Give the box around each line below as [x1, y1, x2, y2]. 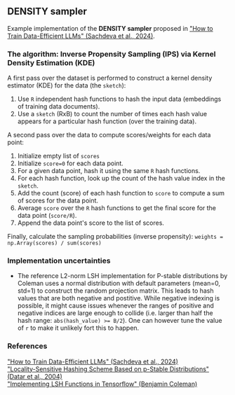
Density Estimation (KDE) [7, 57, 95, 67]
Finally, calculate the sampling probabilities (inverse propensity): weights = [7, 233, 223, 241]
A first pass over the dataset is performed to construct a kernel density [7, 74, 213, 83]
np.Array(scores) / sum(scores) [7, 240, 102, 247]
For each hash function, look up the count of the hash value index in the [17, 174, 226, 183]
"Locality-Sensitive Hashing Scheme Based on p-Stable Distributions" [7, 364, 209, 373]
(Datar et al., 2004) [7, 372, 63, 380]
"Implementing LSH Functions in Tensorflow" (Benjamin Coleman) [7, 380, 198, 388]
